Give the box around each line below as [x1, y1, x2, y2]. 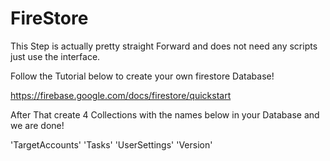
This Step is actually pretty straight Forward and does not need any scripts [10, 40, 318, 52]
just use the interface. [10, 50, 101, 62]
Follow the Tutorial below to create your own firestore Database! [10, 70, 275, 82]
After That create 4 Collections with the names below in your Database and [10, 108, 320, 121]
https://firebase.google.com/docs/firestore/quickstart [10, 89, 232, 101]
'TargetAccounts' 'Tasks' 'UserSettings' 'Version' [10, 138, 213, 151]
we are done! [10, 119, 65, 131]
